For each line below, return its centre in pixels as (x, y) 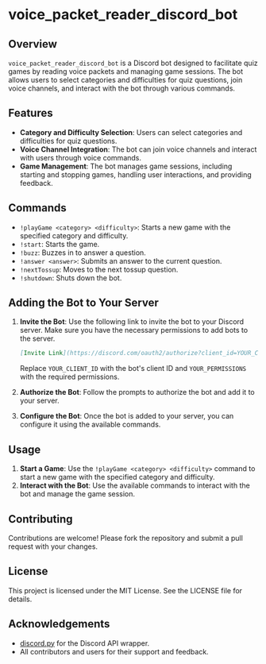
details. (20, 599)
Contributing (40, 519)
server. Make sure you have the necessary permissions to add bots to (134, 330)
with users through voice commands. (80, 157)
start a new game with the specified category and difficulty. (117, 477)
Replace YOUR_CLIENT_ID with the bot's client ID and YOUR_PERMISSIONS (133, 369)
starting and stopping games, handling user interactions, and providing (135, 174)
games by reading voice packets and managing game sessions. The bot (126, 71)
